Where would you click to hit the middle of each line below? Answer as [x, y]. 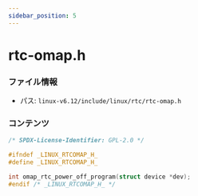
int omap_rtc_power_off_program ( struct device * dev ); [100, 177]
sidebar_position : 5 [43, 16]
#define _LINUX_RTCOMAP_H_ [53, 162]
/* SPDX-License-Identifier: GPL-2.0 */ [77, 141]
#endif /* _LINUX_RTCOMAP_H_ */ [62, 184]
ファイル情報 [33, 82]
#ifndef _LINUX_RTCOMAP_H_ [53, 155]
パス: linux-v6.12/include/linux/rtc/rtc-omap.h [101, 101]
